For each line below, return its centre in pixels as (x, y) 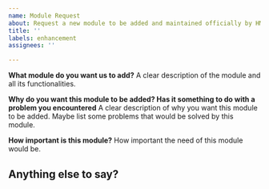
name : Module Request (44, 16)
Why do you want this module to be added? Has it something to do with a (132, 99)
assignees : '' (32, 46)
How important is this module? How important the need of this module (126, 140)
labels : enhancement (43, 38)
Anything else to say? (63, 174)
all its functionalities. (42, 84)
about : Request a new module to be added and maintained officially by (130, 23)
